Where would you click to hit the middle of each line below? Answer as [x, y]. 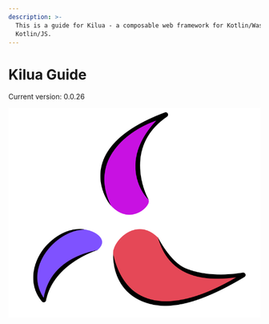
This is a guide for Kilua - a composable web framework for [120, 25]
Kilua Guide [48, 74]
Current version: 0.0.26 [47, 97]
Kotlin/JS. [34, 34]
